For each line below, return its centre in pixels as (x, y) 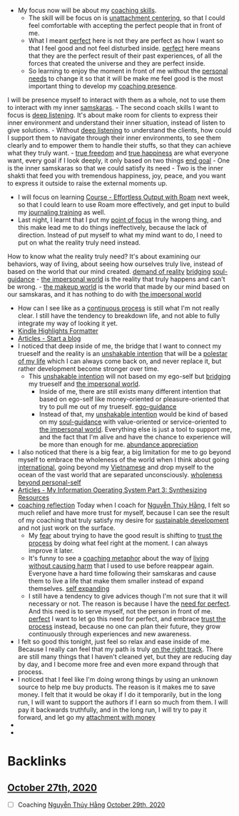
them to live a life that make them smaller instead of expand (116, 581)
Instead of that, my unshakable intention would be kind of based (133, 414)
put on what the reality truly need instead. (79, 243)
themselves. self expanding (69, 588)
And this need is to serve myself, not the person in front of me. (120, 611)
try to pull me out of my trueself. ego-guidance (108, 407)
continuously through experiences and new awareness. (110, 634)
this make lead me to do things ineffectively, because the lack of (112, 227)
